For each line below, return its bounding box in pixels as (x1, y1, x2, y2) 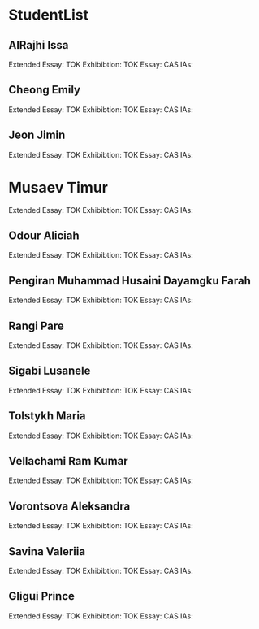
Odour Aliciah (8, 228, 80, 242)
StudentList (8, 6, 89, 24)
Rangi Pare (8, 319, 64, 332)
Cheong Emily (8, 83, 81, 97)
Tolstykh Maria (8, 409, 87, 423)
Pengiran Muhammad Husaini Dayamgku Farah (8, 274, 252, 288)
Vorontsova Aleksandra (8, 499, 131, 513)
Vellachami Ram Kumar (8, 454, 128, 468)
